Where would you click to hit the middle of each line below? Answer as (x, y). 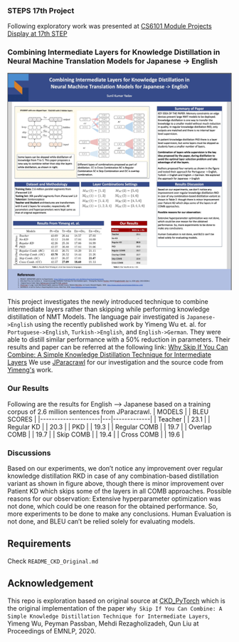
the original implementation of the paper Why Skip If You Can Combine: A (115, 608)
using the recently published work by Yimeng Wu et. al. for (120, 325)
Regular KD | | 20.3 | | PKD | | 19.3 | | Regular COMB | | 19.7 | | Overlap (110, 427)
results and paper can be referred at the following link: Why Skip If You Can (118, 347)
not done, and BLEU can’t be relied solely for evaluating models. (101, 521)
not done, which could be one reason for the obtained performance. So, (113, 506)
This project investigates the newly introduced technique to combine (108, 302)
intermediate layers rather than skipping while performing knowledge (108, 310)
